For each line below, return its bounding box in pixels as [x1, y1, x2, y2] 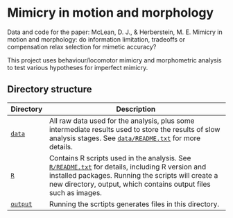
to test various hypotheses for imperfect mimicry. [7, 63, 148, 72]
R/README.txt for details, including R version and [49, 162, 207, 171]
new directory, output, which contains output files [49, 179, 211, 189]
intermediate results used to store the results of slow [49, 124, 221, 134]
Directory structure [7, 83, 92, 95]
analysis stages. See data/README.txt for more [49, 133, 201, 143]
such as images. [49, 187, 103, 197]
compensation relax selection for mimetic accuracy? [7, 42, 157, 51]
